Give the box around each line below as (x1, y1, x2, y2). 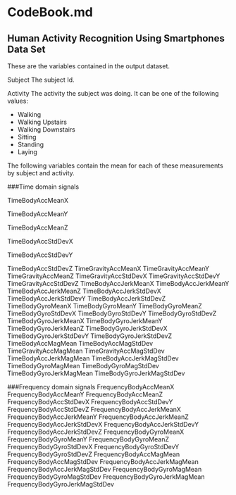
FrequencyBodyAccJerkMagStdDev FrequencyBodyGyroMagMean (7, 465, 202, 473)
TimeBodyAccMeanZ (7, 223, 68, 232)
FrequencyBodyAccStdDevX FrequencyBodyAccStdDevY (7, 398, 173, 406)
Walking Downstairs (17, 125, 75, 134)
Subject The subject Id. (7, 75, 75, 84)
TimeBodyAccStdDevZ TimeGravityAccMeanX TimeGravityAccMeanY (7, 265, 210, 272)
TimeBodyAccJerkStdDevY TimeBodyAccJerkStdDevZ (7, 294, 166, 303)
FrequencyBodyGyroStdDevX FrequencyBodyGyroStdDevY (7, 443, 180, 451)
